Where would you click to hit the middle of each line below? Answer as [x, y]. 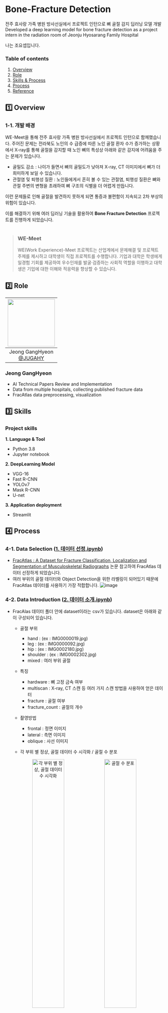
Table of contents [27, 58]
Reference [23, 91]
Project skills [21, 428]
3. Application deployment [33, 505]
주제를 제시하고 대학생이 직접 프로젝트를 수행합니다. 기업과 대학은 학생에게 [90, 256]
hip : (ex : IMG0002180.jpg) [56, 649]
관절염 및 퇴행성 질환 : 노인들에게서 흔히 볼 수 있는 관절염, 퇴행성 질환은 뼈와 [87, 179]
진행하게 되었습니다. [34, 220]
